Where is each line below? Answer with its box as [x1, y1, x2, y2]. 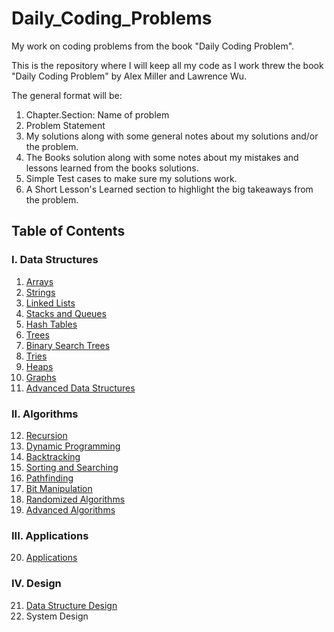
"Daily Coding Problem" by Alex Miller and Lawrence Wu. [11, 70, 248, 82]
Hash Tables [25, 318, 78, 330]
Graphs [25, 371, 57, 383]
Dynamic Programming [25, 440, 121, 452]
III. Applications [11, 528, 89, 542]
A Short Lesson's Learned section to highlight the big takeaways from [25, 183, 314, 195]
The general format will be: [11, 89, 123, 101]
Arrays [25, 275, 54, 287]
